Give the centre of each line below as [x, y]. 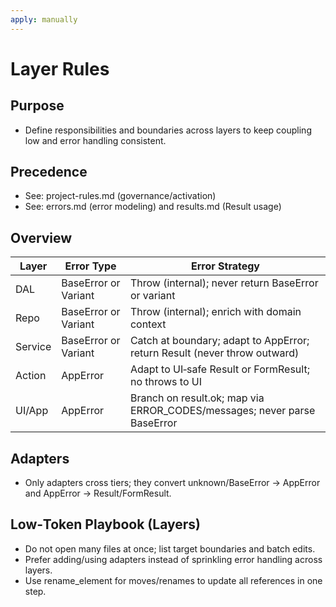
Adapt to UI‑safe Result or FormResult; [219, 369]
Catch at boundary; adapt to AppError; [219, 341]
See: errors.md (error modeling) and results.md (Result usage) [153, 207]
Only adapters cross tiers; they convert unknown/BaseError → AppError [172, 483]
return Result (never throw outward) [214, 353]
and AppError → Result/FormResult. [98, 493]
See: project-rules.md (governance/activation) [120, 196]
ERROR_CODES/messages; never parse [222, 411]
